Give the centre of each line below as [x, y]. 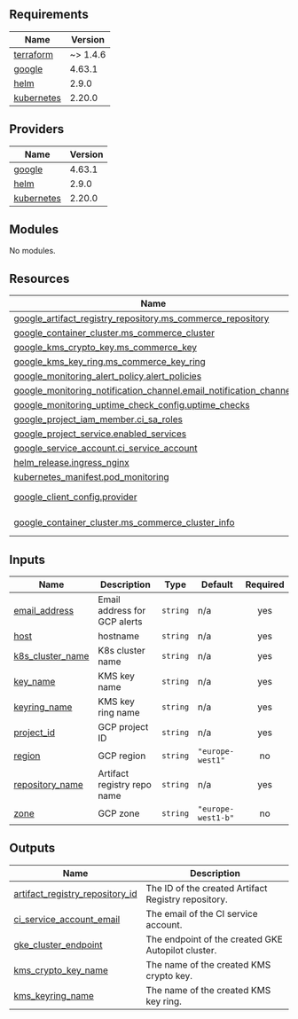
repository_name [49, 785]
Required [265, 584]
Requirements [49, 15]
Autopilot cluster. [181, 950]
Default [217, 584]
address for [122, 611]
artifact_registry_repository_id [75, 893]
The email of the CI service [202, 913]
